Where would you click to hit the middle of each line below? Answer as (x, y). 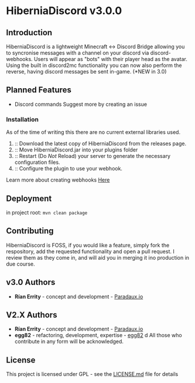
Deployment (29, 198)
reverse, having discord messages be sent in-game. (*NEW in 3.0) (86, 71)
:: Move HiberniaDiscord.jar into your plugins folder (76, 150)
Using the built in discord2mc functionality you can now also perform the (94, 65)
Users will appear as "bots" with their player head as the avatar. (111, 59)
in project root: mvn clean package (47, 212)
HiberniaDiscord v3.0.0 (64, 11)
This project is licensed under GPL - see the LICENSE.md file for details (92, 374)
